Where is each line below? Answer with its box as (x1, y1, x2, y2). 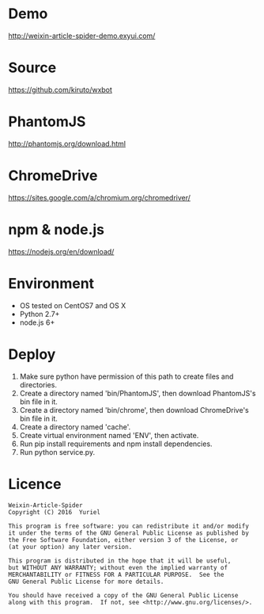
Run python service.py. (19, 447, 96, 456)
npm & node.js (8, 220, 105, 238)
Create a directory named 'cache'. (19, 421, 131, 432)
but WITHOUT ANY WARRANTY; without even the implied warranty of (8, 563, 228, 571)
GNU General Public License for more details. (8, 578, 164, 585)
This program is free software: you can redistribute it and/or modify (8, 522, 249, 530)
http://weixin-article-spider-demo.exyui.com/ (8, 31, 156, 40)
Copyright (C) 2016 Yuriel (8, 508, 101, 516)
